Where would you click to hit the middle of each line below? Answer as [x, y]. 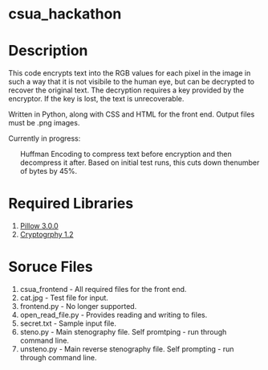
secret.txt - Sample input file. [68, 323]
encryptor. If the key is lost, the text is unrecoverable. [96, 99]
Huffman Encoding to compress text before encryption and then [126, 154]
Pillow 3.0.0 [39, 226]
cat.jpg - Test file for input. [64, 298]
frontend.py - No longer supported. [78, 306]
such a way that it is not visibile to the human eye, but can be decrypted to [132, 82]
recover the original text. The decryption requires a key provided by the [126, 90]
